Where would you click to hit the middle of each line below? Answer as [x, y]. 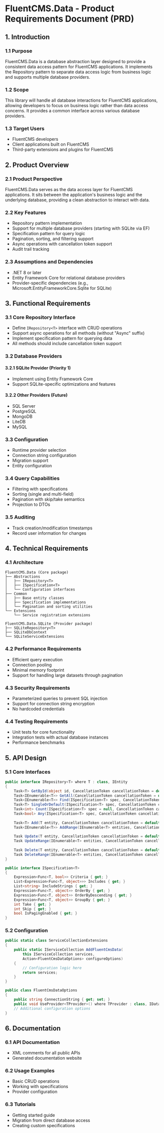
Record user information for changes [49, 533]
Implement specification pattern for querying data [62, 338]
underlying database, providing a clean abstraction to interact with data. [78, 200]
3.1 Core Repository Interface [40, 317]
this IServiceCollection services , [59, 954]
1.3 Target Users [25, 129]
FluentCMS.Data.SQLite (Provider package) [49, 624]
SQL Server [24, 406]
